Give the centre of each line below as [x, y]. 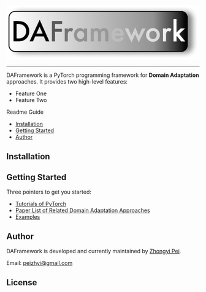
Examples [28, 217]
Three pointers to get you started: [49, 192]
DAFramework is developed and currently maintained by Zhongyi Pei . [94, 251]
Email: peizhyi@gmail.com [40, 263]
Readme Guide [25, 112]
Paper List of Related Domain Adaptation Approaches [82, 210]
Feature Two [31, 100]
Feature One [31, 93]
